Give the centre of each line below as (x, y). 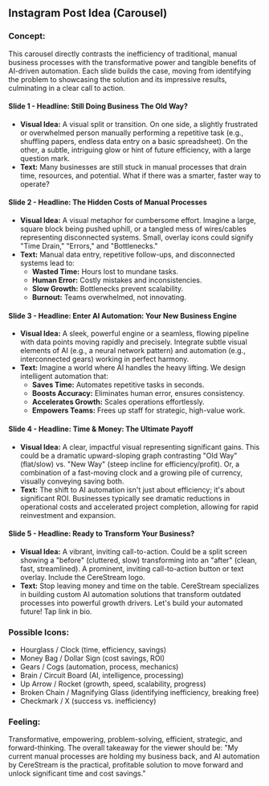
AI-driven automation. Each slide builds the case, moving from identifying (130, 71)
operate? (35, 183)
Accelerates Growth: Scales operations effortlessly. (118, 402)
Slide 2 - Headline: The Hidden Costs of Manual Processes (108, 202)
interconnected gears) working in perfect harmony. (104, 359)
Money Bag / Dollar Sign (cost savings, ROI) (92, 658)
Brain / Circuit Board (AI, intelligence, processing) (102, 675)
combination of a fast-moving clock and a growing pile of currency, (131, 472)
